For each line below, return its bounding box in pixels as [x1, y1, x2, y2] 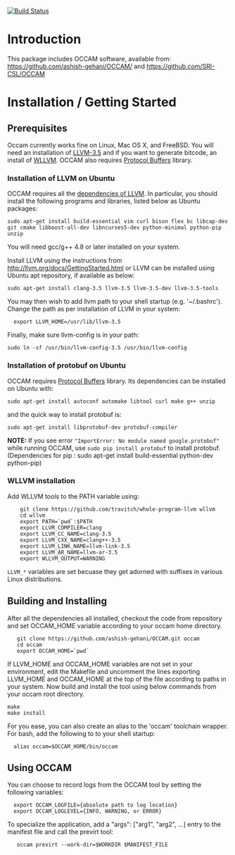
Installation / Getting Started [7, 94, 177, 111]
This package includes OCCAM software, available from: [7, 54, 172, 63]
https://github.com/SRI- [146, 62, 215, 70]
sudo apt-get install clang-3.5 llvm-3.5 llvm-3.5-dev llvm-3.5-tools [7, 285, 219, 292]
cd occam [16, 641, 42, 648]
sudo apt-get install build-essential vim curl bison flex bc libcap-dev [7, 218, 229, 225]
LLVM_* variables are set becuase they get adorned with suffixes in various [7, 567, 223, 575]
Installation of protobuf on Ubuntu [7, 361, 127, 370]
